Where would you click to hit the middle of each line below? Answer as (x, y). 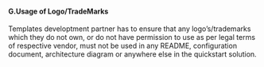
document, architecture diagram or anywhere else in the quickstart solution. (132, 54)
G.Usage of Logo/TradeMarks (58, 11)
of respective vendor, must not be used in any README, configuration (122, 46)
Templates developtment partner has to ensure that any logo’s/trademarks (130, 29)
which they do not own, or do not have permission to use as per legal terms (132, 37)
